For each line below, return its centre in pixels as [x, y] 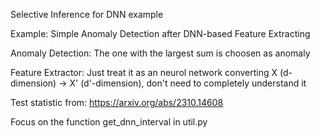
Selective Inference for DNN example [87, 14]
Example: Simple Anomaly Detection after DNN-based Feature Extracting [160, 33]
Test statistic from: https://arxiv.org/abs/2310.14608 [117, 102]
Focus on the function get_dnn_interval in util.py [109, 122]
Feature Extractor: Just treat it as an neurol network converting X [144, 72]
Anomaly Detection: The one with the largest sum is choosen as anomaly [160, 53]
